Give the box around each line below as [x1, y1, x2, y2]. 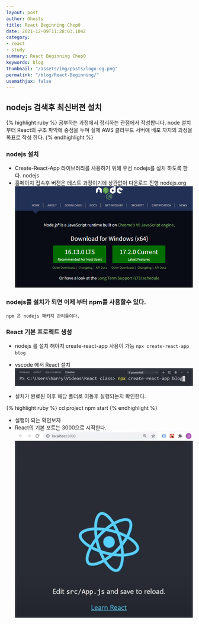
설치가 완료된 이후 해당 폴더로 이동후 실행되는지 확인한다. [14, 393, 146, 400]
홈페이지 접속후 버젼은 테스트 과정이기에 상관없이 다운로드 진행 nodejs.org [14, 179, 187, 186]
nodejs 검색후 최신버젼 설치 [6, 102, 102, 112]
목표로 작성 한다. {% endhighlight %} [6, 134, 94, 141]
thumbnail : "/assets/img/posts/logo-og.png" [6, 66, 118, 72]
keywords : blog [6, 59, 44, 65]
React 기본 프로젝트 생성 [6, 328, 72, 336]
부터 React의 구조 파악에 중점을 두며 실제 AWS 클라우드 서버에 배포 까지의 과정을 [6, 127, 192, 134]
